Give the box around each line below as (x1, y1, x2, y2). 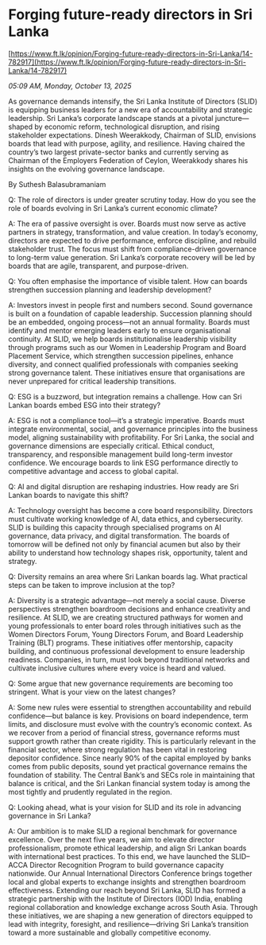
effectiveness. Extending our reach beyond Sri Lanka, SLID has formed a (8, 885, 246, 895)
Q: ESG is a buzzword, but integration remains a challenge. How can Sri (8, 391, 242, 401)
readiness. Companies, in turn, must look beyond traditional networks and (8, 655, 250, 664)
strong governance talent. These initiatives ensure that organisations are (8, 367, 245, 377)
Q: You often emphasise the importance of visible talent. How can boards (8, 276, 248, 286)
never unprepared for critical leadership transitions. (8, 376, 177, 386)
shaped (8, 122, 33, 131)
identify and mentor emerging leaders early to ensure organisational (8, 325, 231, 335)
